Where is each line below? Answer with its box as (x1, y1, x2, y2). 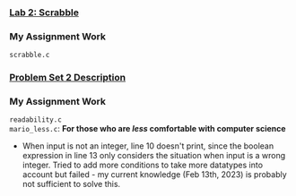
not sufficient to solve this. (22, 179, 121, 190)
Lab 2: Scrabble (9, 6, 79, 19)
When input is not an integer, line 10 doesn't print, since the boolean (22, 141, 274, 151)
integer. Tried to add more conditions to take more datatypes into (22, 159, 263, 171)
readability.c (9, 115, 63, 124)
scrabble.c (9, 51, 50, 60)
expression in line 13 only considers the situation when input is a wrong (22, 150, 286, 161)
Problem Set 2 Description (9, 72, 126, 84)
